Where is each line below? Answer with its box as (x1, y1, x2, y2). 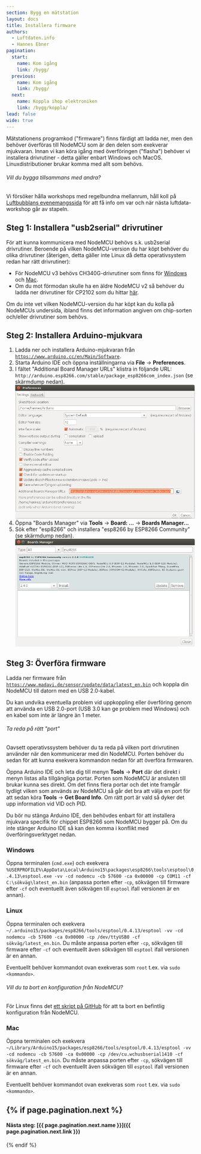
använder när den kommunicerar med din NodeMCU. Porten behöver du (6, 750, 184, 758)
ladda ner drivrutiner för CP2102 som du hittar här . (14, 288, 139, 296)
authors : (6, 29, 28, 35)
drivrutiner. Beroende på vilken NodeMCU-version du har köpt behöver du (6, 245, 190, 252)
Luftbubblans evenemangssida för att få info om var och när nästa (6, 199, 169, 206)
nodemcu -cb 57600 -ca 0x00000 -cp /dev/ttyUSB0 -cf (6, 934, 141, 940)
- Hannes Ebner (11, 41, 50, 47)
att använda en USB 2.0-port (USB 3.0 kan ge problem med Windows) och (6, 705, 190, 712)
